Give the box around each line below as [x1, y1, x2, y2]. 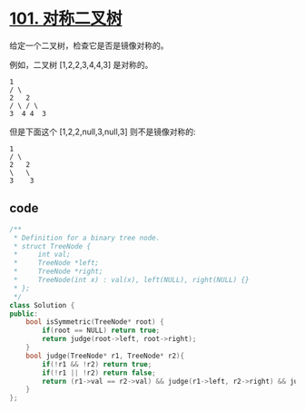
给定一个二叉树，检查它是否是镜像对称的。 [9, 40, 169, 51]
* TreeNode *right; [13, 267, 103, 277]
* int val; [13, 250, 71, 259]
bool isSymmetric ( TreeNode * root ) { [25, 318, 165, 327]
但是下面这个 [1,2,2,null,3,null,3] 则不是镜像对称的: [9, 126, 196, 137]
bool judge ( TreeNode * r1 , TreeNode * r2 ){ [25, 351, 184, 360]
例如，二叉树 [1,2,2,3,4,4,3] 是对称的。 [9, 59, 153, 70]
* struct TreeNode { [13, 241, 92, 250]
